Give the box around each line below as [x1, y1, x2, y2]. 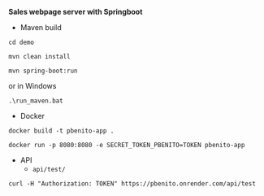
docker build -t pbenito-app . [8, 127, 115, 135]
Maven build [19, 23, 63, 32]
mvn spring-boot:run [8, 67, 79, 75]
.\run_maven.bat [8, 97, 63, 105]
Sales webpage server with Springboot [8, 7, 143, 16]
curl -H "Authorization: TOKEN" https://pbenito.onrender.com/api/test [8, 180, 256, 188]
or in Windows [8, 81, 57, 90]
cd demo [8, 38, 35, 46]
